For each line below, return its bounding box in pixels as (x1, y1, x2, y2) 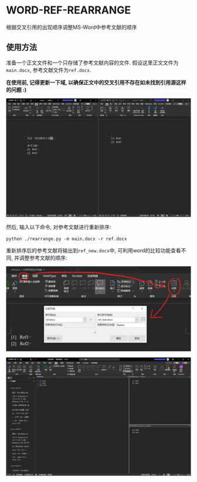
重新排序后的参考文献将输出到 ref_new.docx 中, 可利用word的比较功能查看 (6, 247, 182, 254)
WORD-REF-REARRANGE (6, 4, 131, 17)
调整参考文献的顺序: (19, 254, 67, 261)
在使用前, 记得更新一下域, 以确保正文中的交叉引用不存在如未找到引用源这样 (6, 78, 186, 86)
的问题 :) (6, 86, 27, 93)
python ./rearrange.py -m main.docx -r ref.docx (6, 235, 127, 242)
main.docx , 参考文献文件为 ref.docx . (6, 66, 91, 73)
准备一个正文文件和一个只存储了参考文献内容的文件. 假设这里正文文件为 (6, 59, 179, 66)
